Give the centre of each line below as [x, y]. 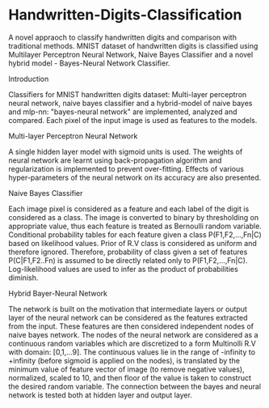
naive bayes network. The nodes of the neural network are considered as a [133, 334]
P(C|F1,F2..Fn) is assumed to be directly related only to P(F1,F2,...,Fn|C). [128, 260]
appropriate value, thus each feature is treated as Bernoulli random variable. [135, 226]
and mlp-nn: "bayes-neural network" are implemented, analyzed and [123, 112]
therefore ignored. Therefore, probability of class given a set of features [128, 252]
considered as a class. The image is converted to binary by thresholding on [134, 217]
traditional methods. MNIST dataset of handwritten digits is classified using [133, 45]
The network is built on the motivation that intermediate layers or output [128, 308]
